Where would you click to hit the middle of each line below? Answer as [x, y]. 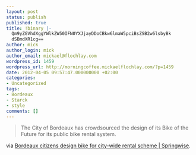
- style [16, 105]
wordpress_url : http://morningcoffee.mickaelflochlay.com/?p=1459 [90, 67]
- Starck [17, 100]
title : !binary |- [29, 28]
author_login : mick [30, 50]
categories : [21, 78]
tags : [13, 89]
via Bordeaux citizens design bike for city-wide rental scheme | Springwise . [99, 145]
